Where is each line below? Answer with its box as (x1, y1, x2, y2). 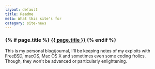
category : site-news (5, 20, 47, 26)
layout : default (5, 7, 38, 12)
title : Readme (5, 12, 34, 17)
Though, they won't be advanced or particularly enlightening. (5, 58, 127, 64)
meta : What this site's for (5, 16, 62, 21)
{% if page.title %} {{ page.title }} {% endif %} (5, 37, 117, 44)
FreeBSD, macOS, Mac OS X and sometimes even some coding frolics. (5, 53, 146, 59)
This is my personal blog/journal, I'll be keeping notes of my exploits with (5, 48, 151, 53)
